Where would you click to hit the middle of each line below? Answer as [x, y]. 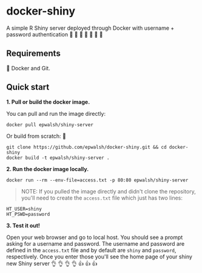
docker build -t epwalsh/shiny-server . [58, 158]
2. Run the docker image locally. [48, 169]
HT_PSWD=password [28, 214]
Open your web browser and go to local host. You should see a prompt [95, 237]
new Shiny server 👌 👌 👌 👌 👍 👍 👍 [52, 263]
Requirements [33, 54]
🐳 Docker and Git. [28, 68]
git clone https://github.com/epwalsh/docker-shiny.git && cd [86, 147]
